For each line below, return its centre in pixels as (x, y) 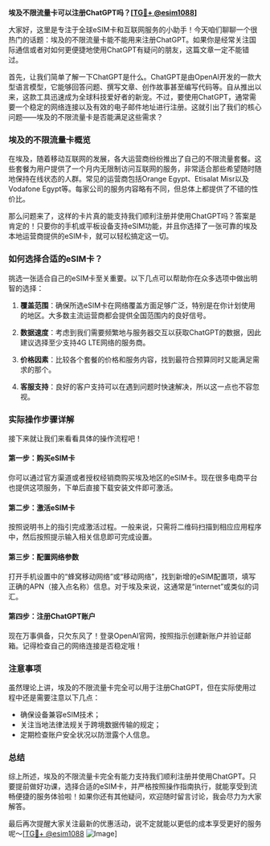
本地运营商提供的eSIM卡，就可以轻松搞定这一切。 (91, 236)
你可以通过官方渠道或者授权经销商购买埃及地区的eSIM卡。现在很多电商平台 (133, 478)
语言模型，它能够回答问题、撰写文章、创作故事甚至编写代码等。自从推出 (135, 87)
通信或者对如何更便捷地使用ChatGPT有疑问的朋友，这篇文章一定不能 (129, 50)
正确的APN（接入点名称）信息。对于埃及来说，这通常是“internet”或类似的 (130, 586)
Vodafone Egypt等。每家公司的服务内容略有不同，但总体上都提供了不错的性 (133, 189)
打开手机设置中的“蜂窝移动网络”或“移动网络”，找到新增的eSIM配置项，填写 (132, 576)
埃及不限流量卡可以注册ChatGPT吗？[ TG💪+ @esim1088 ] (103, 12)
